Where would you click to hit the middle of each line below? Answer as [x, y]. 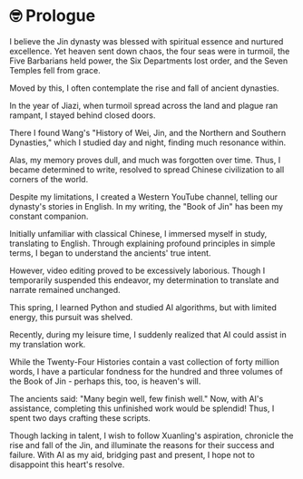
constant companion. [49, 216]
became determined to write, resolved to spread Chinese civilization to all [147, 170]
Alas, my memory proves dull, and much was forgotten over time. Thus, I [145, 160]
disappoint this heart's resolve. [67, 464]
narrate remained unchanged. [65, 289]
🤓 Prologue [53, 16]
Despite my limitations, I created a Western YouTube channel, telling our [144, 197]
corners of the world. [49, 179]
